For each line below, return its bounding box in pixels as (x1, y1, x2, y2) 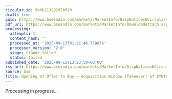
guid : (5, 17, 17, 22)
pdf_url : (5, 21, 24, 27)
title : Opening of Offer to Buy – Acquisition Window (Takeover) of (5, 74, 155, 79)
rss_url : (5, 64, 24, 69)
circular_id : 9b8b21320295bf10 (5, 7, 72, 13)
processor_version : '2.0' (10, 45, 66, 51)
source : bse (5, 69, 31, 75)
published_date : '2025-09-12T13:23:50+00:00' (5, 60, 104, 65)
